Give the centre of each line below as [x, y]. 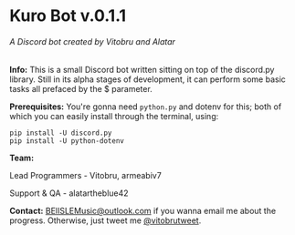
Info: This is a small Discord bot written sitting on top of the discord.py [142, 70]
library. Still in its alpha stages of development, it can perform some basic [147, 79]
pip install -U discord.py [61, 133]
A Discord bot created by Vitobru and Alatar [93, 41]
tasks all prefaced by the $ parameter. [81, 89]
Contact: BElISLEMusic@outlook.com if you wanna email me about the [143, 211]
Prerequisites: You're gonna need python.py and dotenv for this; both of [146, 107]
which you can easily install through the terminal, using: [114, 117]
